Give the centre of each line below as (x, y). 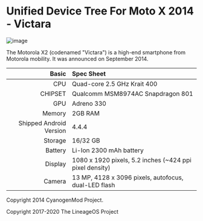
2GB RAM (86, 113)
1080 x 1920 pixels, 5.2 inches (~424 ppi (132, 160)
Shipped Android (42, 123)
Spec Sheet (89, 74)
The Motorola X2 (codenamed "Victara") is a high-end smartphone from (96, 52)
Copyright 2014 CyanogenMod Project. (55, 200)
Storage (55, 140)
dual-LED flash (94, 185)
